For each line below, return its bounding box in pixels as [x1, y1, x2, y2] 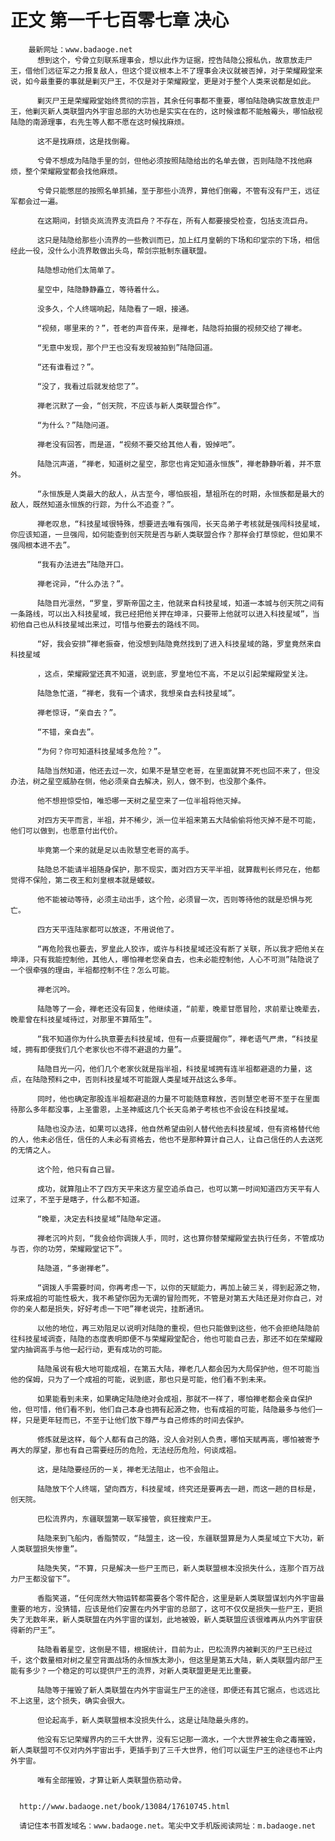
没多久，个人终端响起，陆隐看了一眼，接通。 [36, 304, 194, 314]
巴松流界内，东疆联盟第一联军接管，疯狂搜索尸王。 [36, 1514, 217, 1524]
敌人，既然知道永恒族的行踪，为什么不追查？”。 [10, 499, 179, 510]
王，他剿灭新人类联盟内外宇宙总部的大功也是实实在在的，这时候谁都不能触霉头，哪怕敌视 [10, 106, 323, 116]
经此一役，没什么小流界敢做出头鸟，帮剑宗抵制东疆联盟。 [10, 246, 212, 256]
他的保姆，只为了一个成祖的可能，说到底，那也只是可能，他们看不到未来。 [10, 1374, 272, 1385]
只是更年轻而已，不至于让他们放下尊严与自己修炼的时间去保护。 [24, 1415, 249, 1425]
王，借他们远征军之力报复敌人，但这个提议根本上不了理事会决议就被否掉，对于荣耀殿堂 [10, 66, 316, 76]
